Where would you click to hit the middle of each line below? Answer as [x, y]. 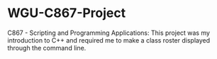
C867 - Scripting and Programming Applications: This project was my [109, 33]
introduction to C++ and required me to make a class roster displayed [109, 40]
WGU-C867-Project [67, 13]
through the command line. [47, 48]
